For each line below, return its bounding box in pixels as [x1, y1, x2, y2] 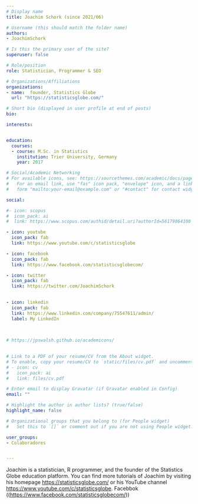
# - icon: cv [6, 364, 38, 370]
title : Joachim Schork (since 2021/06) [6, 14, 104, 20]
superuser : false [6, 52, 49, 58]
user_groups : [6, 434, 38, 440]
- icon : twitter [6, 272, 46, 278]
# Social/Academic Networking [6, 170, 81, 176]
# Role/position [6, 62, 46, 68]
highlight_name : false [6, 407, 62, 413]
